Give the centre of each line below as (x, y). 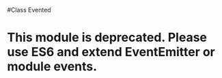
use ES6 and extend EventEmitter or (111, 52)
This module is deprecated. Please (107, 38)
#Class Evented (29, 10)
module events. (52, 67)
